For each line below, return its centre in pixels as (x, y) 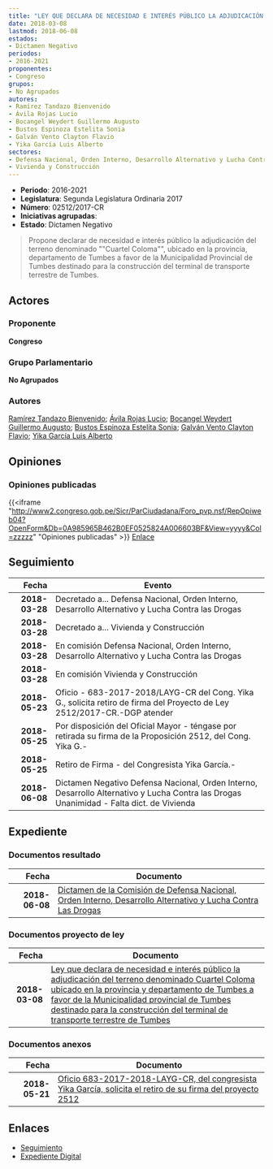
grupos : (22, 84)
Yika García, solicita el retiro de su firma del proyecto (158, 1089)
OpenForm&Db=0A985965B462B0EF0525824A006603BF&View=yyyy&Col (135, 528)
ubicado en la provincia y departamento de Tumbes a (152, 989)
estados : (23, 39)
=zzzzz (21, 537)
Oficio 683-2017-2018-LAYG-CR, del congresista (158, 1079)
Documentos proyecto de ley (67, 934)
